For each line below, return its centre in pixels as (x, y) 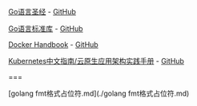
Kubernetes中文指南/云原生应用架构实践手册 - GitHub (96, 61)
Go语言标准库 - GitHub (46, 29)
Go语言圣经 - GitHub (42, 12)
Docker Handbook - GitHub (53, 45)
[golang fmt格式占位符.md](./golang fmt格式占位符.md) (99, 93)
